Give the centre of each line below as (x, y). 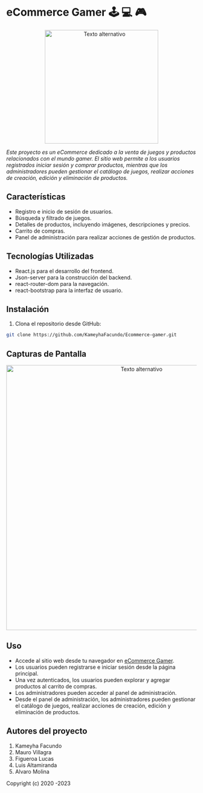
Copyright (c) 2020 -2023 (39, 783)
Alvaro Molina (32, 771)
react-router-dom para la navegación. (62, 284)
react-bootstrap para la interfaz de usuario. (69, 290)
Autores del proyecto (47, 731)
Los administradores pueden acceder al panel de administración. (96, 692)
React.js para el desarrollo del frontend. (64, 271)
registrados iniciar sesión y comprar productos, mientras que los (87, 165)
